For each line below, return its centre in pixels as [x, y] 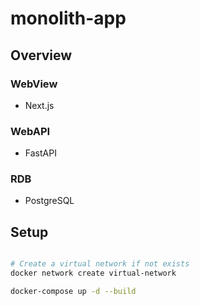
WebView [34, 84]
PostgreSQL [49, 201]
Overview [41, 55]
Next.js [39, 105]
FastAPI [40, 153]
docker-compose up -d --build [73, 292]
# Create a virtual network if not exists [100, 264]
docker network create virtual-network [93, 273]
